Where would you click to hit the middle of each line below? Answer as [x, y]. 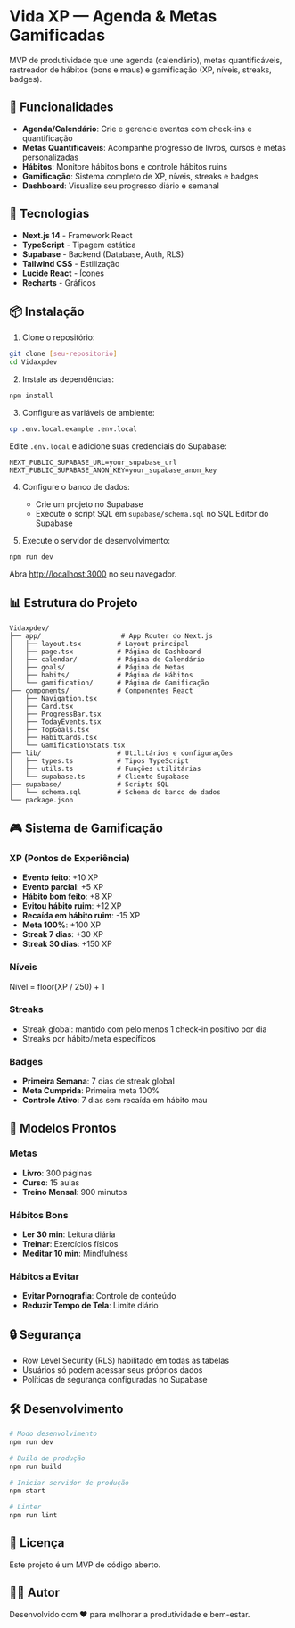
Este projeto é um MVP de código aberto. [85, 1565]
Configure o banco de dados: [76, 486]
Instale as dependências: [68, 379]
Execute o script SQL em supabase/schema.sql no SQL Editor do [152, 513]
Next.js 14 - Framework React [77, 235]
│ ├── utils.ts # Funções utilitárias [105, 768]
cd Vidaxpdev [33, 362]
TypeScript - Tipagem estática [79, 245]
